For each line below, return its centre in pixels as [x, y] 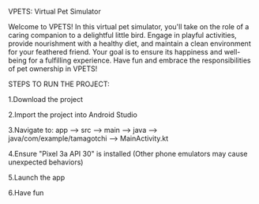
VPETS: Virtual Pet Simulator [54, 11]
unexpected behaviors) [46, 162]
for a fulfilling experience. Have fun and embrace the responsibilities [139, 60]
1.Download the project [46, 99]
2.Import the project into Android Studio [73, 115]
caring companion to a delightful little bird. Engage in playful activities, [122, 35]
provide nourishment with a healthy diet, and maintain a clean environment [129, 43]
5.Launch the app [37, 178]
